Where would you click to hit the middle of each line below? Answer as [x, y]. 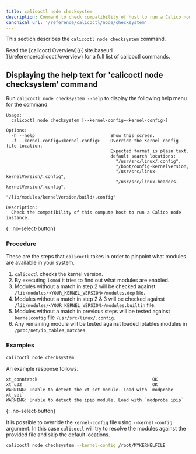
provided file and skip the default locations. [58, 435]
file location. [24, 146]
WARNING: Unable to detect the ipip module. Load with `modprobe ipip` [95, 400]
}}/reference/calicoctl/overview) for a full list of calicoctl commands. [88, 57]
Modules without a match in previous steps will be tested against [92, 312]
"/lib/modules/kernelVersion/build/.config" [61, 197]
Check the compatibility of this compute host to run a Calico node [96, 213]
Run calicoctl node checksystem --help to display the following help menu [97, 98]
